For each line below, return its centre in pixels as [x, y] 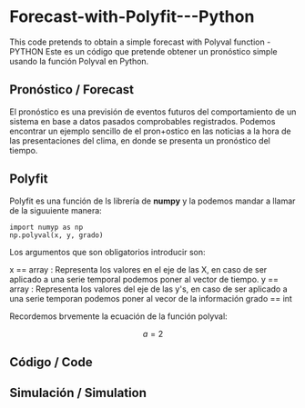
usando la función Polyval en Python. [79, 61]
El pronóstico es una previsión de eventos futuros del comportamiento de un [153, 112]
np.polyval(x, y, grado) [56, 235]
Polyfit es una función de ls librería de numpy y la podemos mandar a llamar [152, 201]
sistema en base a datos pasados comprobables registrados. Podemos [142, 121]
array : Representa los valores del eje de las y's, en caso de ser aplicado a [149, 289]
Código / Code [51, 362]
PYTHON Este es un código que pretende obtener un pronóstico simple [143, 51]
